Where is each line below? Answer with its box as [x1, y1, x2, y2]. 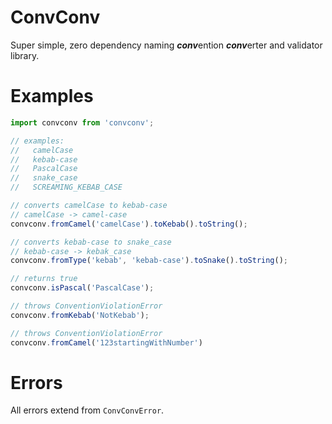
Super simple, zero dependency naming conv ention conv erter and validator [10, 39, 323, 51]
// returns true [10, 274, 78, 284]
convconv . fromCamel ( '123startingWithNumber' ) [10, 337, 203, 348]
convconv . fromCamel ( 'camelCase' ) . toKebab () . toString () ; [10, 219, 248, 229]
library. [10, 49, 40, 61]
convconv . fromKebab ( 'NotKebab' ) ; [10, 310, 150, 320]
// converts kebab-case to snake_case [10, 237, 172, 247]
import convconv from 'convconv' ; [10, 117, 155, 128]
